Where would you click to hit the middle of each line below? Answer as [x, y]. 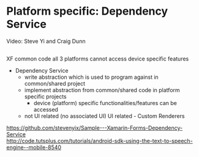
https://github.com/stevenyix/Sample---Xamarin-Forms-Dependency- [95, 128]
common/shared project [55, 84]
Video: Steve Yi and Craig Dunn [46, 41]
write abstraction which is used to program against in [92, 77]
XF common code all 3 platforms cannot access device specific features [98, 59]
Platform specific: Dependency [87, 11]
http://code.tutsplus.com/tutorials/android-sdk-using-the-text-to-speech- [99, 141]
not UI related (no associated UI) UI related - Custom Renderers [104, 116]
